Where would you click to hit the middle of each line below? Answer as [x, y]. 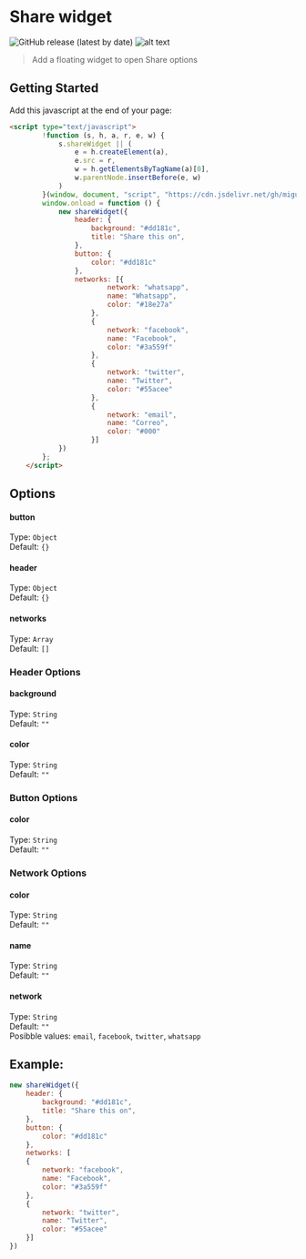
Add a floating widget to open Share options [115, 59]
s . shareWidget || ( [95, 144]
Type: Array [31, 638]
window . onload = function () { [102, 203]
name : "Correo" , [138, 423]
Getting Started [54, 88]
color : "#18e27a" [140, 305]
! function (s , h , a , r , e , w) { [104, 135]
